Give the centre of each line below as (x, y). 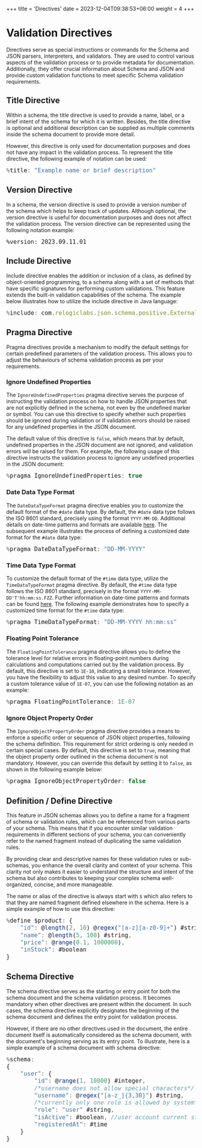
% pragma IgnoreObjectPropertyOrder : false (76, 781)
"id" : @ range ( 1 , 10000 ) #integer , (90, 1081)
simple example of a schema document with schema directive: (84, 1048)
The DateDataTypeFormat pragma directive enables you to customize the (95, 505)
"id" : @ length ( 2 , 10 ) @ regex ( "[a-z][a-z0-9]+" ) (99, 928)
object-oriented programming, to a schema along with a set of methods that (100, 282)
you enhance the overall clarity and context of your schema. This (112, 865)
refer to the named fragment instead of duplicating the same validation (94, 841)
